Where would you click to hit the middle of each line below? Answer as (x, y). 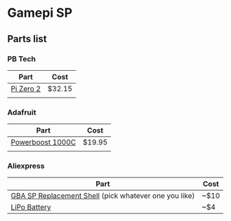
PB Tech (22, 59)
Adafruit (22, 112)
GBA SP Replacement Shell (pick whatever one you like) (103, 196)
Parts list (27, 39)
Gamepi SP (40, 13)
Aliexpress (26, 166)
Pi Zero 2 (26, 88)
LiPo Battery (31, 207)
